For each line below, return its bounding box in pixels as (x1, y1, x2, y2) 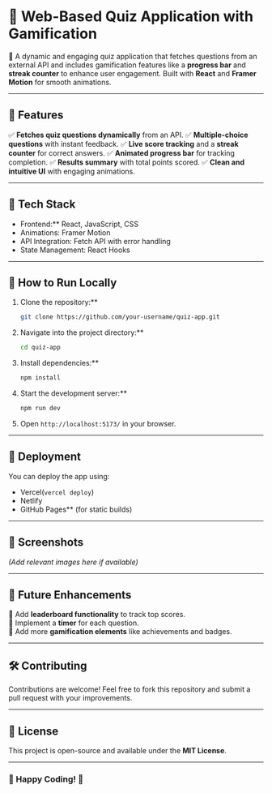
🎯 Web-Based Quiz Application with (8, 7, 253, 26)
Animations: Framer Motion (19, 227, 111, 238)
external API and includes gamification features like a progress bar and (8, 60, 247, 70)
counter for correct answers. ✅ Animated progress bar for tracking (8, 148, 235, 157)
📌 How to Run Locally (8, 276, 117, 289)
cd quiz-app (19, 344, 61, 352)
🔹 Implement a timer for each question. (8, 618, 139, 628)
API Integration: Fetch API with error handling (19, 236, 172, 246)
